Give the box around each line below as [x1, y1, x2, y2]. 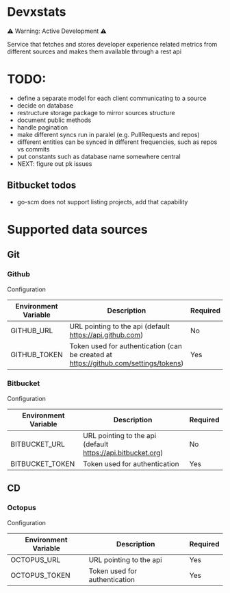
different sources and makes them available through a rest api [7, 47, 182, 56]
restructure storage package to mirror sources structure [16, 108, 176, 117]
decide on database [16, 101, 74, 110]
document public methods [16, 116, 92, 124]
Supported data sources [7, 221, 149, 237]
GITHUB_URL [10, 326, 53, 335]
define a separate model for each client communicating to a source [16, 94, 207, 102]
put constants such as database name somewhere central [16, 152, 181, 160]
